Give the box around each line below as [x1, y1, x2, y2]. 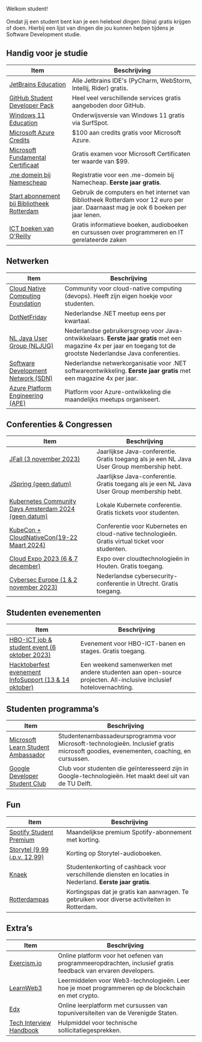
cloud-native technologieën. [96, 529, 177, 538]
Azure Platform [9, 383, 52, 392]
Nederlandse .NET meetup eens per [64, 309, 167, 318]
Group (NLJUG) [9, 341, 54, 350]
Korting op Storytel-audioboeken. [66, 849, 162, 857]
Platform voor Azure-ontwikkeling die [64, 388, 171, 396]
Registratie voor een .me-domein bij [72, 170, 174, 179]
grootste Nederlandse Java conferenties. [64, 349, 180, 357]
